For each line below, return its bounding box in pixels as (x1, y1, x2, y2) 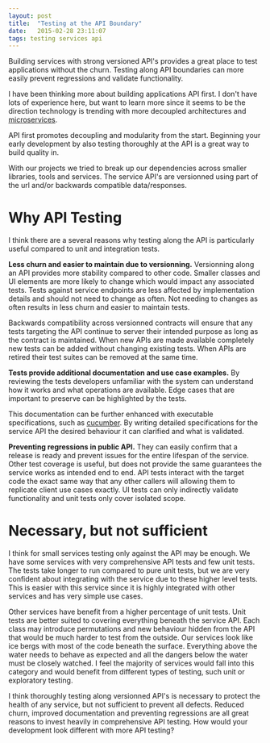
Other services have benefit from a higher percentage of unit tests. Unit (8, 607, 246, 617)
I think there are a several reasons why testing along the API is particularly (8, 236, 255, 245)
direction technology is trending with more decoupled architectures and (8, 106, 247, 116)
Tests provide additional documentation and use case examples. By (8, 368, 240, 378)
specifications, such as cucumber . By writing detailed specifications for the (8, 418, 259, 428)
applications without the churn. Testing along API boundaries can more (8, 65, 244, 75)
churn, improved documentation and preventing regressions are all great (8, 708, 249, 718)
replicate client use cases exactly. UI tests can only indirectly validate (8, 485, 239, 495)
